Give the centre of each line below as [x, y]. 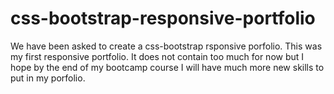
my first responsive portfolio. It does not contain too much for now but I [157, 56]
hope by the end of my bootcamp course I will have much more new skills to [167, 67]
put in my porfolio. [48, 78]
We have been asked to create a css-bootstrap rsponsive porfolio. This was [166, 46]
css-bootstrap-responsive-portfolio [163, 18]
